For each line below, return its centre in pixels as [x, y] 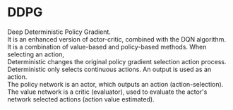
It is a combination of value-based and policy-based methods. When [107, 47]
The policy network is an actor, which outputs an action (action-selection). [115, 84]
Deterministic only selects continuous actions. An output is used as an [109, 69]
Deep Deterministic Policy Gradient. [59, 32]
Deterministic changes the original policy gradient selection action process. [117, 61]
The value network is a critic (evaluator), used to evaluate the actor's [107, 92]
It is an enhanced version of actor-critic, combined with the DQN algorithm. [116, 39]
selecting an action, [36, 54]
